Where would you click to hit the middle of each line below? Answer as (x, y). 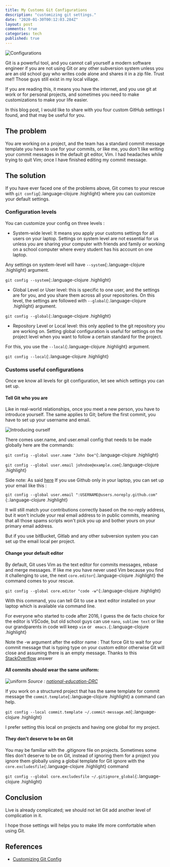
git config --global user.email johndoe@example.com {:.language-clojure (82, 465)
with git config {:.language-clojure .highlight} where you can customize (80, 193)
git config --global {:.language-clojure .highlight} (58, 316)
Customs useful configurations (44, 369)
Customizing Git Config (37, 859)
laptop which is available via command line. (51, 606)
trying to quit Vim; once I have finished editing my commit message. (76, 160)
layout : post (19, 24)
